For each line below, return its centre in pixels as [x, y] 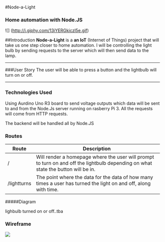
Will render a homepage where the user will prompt [95, 157]
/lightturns [19, 183]
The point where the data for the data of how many [95, 177]
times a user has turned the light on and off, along [93, 183]
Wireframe [18, 224]
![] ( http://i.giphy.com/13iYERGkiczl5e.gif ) [47, 30]
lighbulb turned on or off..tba [34, 211]
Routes [14, 136]
